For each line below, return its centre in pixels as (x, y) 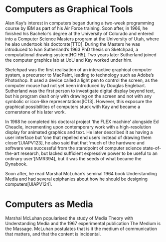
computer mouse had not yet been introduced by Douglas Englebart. (76, 85)
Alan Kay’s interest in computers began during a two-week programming (80, 23)
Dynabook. (16, 164)
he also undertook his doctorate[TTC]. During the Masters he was (73, 44)
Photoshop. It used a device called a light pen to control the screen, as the (82, 80)
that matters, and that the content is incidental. (53, 234)
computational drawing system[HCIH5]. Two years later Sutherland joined (81, 55)
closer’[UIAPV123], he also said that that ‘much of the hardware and (75, 142)
